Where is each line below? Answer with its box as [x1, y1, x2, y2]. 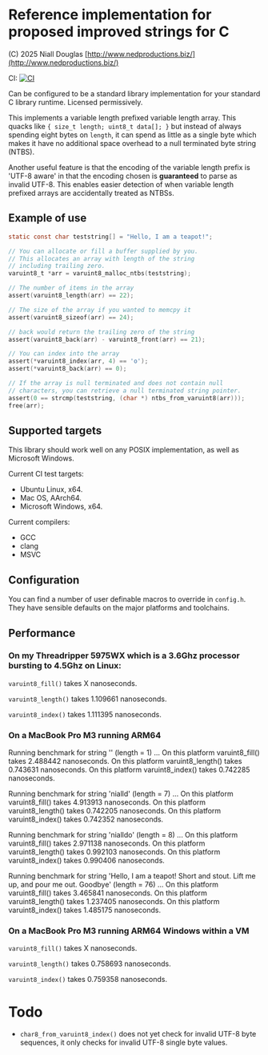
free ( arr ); [8, 401, 45, 410]
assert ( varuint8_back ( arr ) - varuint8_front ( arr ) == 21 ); [8, 335, 206, 343]
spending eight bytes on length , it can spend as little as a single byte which [8, 130, 257, 140]
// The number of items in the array [8, 284, 134, 292]
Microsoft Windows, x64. [19, 501, 103, 511]
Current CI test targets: [8, 469, 84, 479]
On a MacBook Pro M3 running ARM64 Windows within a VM [8, 925, 250, 936]
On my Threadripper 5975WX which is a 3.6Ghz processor [8, 650, 240, 661]
